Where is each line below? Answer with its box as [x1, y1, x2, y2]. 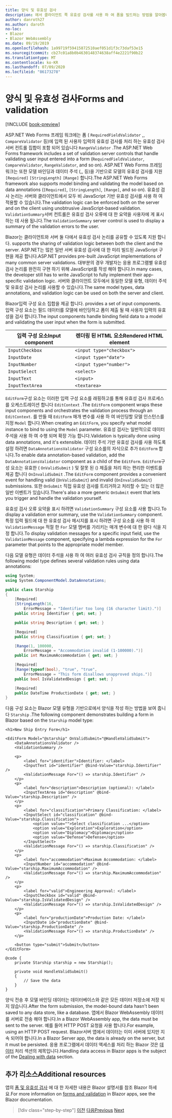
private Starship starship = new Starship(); [14, 960, 114, 965]
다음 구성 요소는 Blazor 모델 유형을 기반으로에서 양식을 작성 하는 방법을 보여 [5, 705, 157, 711]
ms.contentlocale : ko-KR [5, 60, 58, 65]
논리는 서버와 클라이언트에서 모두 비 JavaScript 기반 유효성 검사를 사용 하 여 [10, 193, 163, 199]
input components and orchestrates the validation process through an [5, 407, 153, 413]
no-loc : [5, 27, 22, 32]
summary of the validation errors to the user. [5, 223, 99, 229]
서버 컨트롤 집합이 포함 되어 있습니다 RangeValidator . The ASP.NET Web [5, 144, 153, 151]
